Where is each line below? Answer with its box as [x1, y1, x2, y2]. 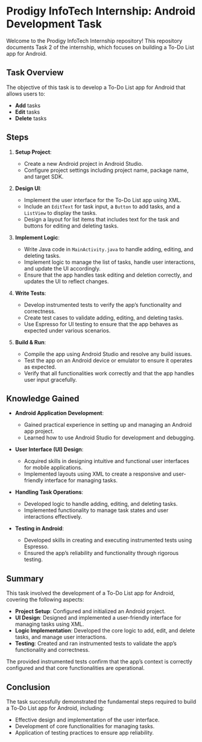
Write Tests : [14, 289, 46, 297]
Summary [6, 573, 44, 583]
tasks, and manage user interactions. [14, 634, 107, 641]
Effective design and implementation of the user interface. [14, 716, 160, 723]
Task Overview [6, 68, 64, 78]
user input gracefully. [24, 376, 77, 383]
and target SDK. [24, 172, 64, 180]
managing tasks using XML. [14, 620, 84, 628]
